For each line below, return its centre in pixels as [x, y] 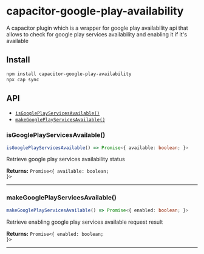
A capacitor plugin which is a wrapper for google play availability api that [97, 28]
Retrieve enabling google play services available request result [85, 222]
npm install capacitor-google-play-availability [69, 74]
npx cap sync [23, 79]
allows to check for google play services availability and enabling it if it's [97, 34]
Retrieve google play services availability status [66, 159]
